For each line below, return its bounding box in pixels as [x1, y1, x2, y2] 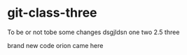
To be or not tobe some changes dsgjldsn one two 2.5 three [7, 28, 180, 36]
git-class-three [7, 5, 97, 21]
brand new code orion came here [7, 41, 104, 49]
